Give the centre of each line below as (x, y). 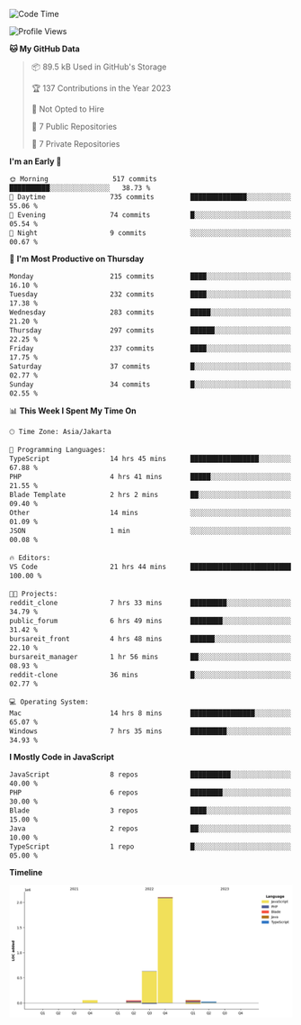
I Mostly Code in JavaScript (62, 757)
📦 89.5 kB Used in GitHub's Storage (99, 67)
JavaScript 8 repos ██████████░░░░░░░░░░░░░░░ (150, 775)
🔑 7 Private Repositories (75, 144)
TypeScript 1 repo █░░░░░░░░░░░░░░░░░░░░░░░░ (150, 847)
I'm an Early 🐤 (35, 161)
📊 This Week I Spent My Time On (73, 411)
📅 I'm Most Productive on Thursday (77, 259)
